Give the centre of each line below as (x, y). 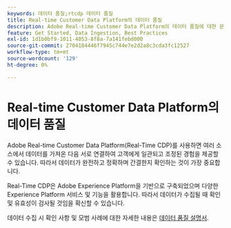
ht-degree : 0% (28, 65)
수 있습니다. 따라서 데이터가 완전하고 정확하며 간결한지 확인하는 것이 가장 (104, 162)
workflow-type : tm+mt (38, 53)
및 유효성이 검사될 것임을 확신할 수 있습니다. (66, 203)
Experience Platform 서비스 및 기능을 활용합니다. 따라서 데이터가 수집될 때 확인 (114, 194)
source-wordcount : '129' (43, 59)
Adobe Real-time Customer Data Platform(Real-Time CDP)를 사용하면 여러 (111, 145)
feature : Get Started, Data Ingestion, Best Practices (88, 33)
